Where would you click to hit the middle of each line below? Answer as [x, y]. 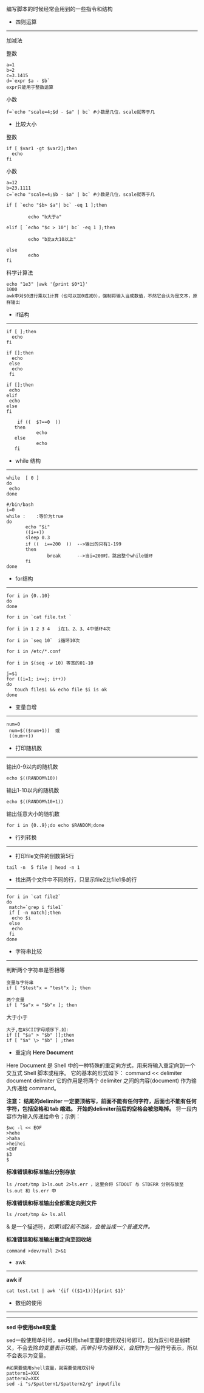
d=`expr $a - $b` [28, 81]
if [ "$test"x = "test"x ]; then [49, 988]
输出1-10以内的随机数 [33, 790]
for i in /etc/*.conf [34, 651]
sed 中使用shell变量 [31, 1327]
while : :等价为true [35, 516]
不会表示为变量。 [28, 1355]
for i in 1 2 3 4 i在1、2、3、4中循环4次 [59, 629]
